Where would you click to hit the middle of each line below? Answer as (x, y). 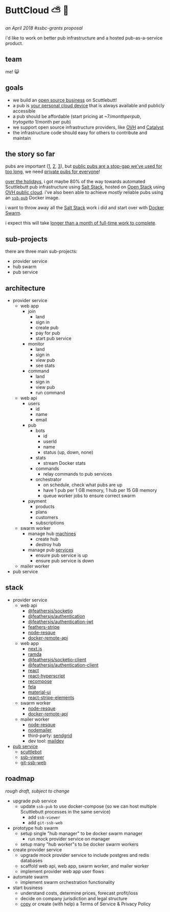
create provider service (37, 849)
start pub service (53, 338)
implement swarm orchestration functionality (67, 882)
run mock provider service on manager (69, 839)
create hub (47, 539)
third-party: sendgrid (50, 735)
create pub (47, 327)
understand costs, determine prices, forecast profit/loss (79, 893)
